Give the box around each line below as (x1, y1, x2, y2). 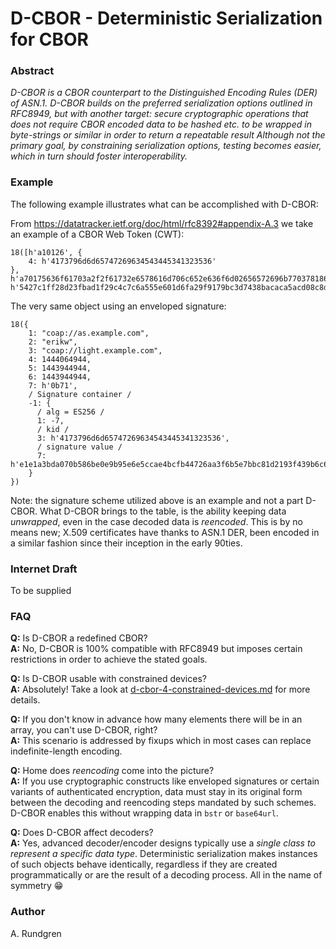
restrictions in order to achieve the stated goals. (10, 653, 208, 666)
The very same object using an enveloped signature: (10, 300, 227, 312)
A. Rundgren (10, 927, 62, 939)
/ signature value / (36, 442, 123, 452)
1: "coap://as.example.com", (28, 328, 150, 338)
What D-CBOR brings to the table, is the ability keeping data (39, 505, 287, 517)
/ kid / (36, 424, 70, 434)
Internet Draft (10, 562, 78, 576)
